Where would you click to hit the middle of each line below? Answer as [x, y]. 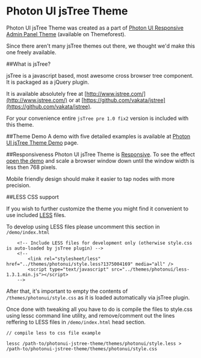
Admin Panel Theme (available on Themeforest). [66, 34]
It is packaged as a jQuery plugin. [48, 82]
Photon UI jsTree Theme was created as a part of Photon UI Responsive [95, 28]
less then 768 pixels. [32, 167]
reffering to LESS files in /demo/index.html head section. [76, 322]
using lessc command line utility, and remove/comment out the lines [91, 315]
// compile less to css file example [54, 333]
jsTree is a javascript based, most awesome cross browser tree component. [100, 75]
